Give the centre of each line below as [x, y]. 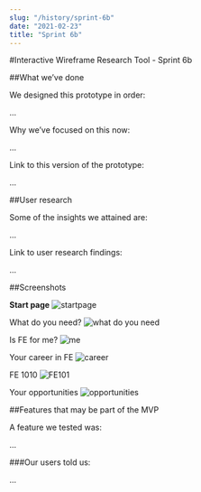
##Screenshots [38, 288]
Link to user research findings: [66, 253]
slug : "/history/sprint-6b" [62, 18]
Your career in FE [41, 357]
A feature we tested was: [55, 427]
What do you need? [46, 322]
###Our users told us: [50, 462]
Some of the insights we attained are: [78, 218]
